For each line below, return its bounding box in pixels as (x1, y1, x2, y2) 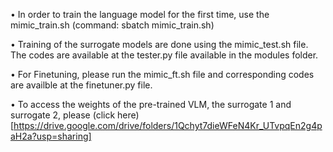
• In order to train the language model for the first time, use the (10, 9, 270, 20)
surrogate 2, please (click (10, 109, 116, 121)
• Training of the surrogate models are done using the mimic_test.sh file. (10, 39, 309, 50)
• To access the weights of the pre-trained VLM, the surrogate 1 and (10, 99, 292, 110)
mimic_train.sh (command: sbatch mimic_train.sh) (10, 19, 215, 31)
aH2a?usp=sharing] (10, 130, 92, 142)
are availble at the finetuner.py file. (10, 79, 153, 91)
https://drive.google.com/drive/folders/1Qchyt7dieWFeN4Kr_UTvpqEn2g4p (13, 120, 323, 131)
